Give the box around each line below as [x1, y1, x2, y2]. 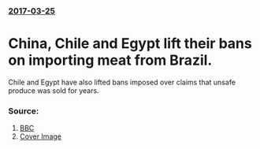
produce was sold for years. [8, 85, 100, 95]
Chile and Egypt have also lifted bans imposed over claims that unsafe [8, 77, 236, 87]
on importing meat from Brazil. [8, 51, 213, 69]
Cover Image [19, 132, 61, 141]
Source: [8, 105, 39, 116]
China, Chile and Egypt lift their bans [8, 35, 252, 53]
